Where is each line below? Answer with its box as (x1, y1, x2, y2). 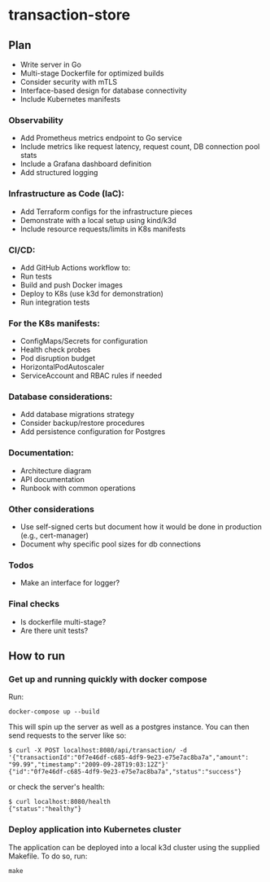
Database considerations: (8, 391, 113, 402)
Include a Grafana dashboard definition (20, 159, 152, 169)
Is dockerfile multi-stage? (20, 617, 107, 626)
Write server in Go (20, 59, 81, 69)
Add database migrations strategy (20, 410, 135, 419)
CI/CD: (8, 244, 36, 256)
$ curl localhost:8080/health (8, 798, 111, 806)
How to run (8, 649, 66, 663)
